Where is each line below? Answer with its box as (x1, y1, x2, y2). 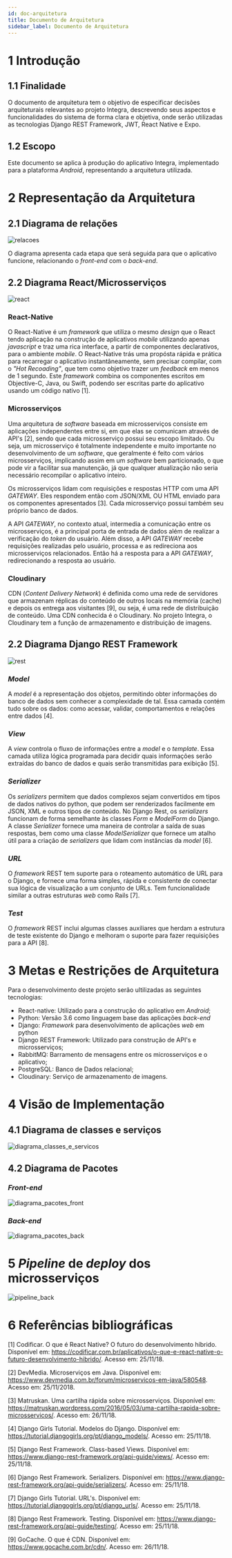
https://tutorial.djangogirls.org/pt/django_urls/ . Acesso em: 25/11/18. (8, 1501, 201, 1509)
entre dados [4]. (8, 712, 55, 720)
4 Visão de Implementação (8, 1097, 165, 1112)
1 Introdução (8, 52, 81, 68)
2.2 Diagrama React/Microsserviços (8, 277, 166, 289)
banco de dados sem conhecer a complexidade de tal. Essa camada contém (8, 697, 225, 705)
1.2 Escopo (8, 140, 56, 152)
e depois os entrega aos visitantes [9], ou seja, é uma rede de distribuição (8, 603, 219, 612)
